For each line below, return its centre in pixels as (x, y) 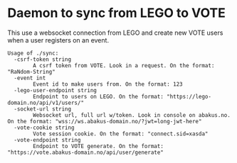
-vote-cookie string (44, 128)
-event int (30, 78)
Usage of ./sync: (33, 53)
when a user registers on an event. (58, 40)
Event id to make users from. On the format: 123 (108, 84)
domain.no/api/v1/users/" (46, 103)
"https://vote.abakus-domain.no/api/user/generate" (85, 152)
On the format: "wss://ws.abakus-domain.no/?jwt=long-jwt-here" (105, 121)
